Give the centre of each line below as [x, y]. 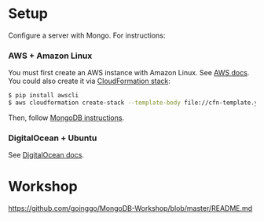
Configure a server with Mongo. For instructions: [87, 35]
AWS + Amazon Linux [50, 56]
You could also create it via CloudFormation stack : [90, 81]
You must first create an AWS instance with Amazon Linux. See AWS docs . [129, 73]
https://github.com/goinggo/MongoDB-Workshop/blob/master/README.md [130, 208]
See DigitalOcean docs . [46, 155]
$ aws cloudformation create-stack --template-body [94, 103]
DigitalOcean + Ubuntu [53, 138]
